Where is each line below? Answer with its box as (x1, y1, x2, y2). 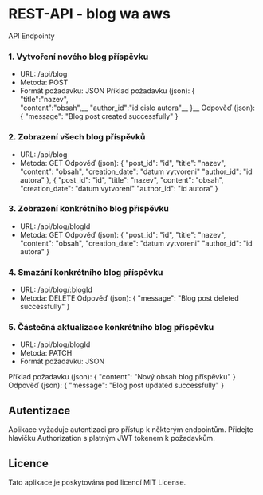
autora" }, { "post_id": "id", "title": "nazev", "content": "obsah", (19, 175, 225, 184)
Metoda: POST (19, 77, 69, 88)
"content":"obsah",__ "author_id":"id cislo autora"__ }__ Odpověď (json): (19, 103, 255, 112)
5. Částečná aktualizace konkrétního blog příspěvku (8, 322, 214, 333)
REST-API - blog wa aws (8, 5, 171, 23)
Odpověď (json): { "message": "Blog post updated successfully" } (8, 380, 225, 391)
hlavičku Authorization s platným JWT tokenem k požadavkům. (8, 434, 215, 443)
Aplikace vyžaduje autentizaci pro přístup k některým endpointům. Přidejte (8, 425, 253, 434)
